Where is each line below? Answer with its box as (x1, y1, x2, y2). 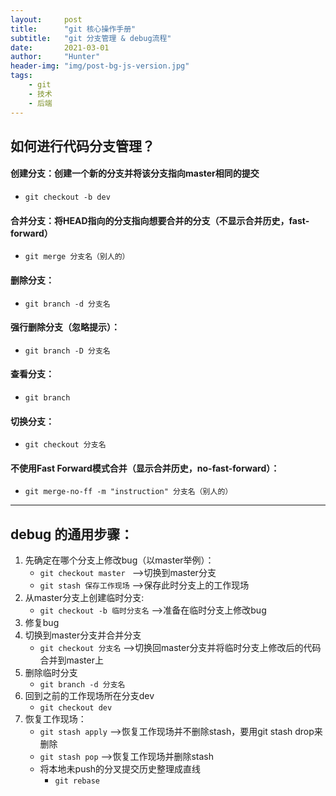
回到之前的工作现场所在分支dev (24, 690, 155, 702)
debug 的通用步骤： (10, 526, 134, 543)
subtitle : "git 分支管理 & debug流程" (10, 33, 172, 43)
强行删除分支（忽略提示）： (10, 321, 120, 333)
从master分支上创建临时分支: (24, 592, 145, 604)
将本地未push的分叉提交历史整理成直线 (39, 763, 202, 775)
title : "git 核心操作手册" (10, 24, 137, 34)
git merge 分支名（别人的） (24, 252, 130, 262)
